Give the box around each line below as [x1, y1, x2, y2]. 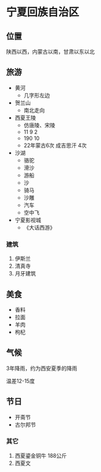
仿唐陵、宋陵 [23, 121, 55, 128]
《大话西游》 [23, 223, 55, 231]
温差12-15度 [6, 377, 35, 384]
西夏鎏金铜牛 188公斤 [14, 452, 67, 459]
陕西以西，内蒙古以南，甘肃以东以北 [6, 48, 95, 55]
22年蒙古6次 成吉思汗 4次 [23, 142, 87, 149]
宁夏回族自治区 [6, 5, 80, 19]
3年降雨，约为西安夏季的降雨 [6, 364, 77, 372]
